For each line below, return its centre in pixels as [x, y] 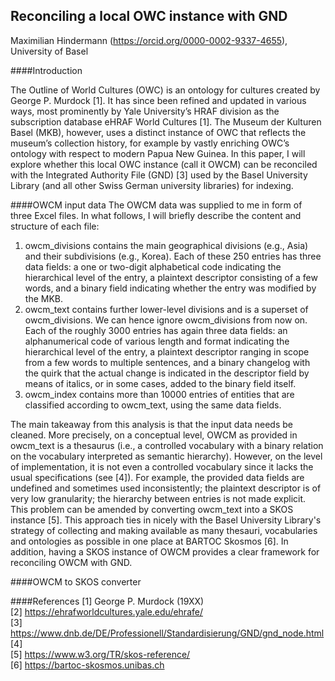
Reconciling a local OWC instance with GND [149, 16]
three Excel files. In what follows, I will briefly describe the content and [156, 215]
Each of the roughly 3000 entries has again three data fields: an [156, 330]
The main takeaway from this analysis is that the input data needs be [151, 424]
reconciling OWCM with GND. [71, 562]
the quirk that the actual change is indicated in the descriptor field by [167, 373]
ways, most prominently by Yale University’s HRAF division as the [145, 111]
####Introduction [46, 70]
